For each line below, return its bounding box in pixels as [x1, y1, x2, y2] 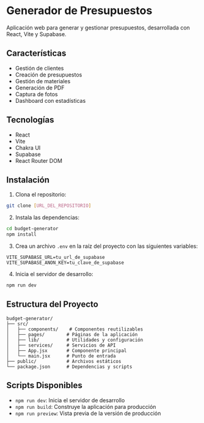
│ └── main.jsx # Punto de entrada [6, 353, 116, 359]
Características [6, 48, 67, 59]
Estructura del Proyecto [6, 299, 99, 310]
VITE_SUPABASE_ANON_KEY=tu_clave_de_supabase [6, 260, 124, 266]
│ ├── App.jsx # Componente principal [6, 347, 127, 354]
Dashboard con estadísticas [15, 97, 86, 104]
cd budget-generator [6, 226, 59, 232]
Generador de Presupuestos [6, 4, 153, 18]
